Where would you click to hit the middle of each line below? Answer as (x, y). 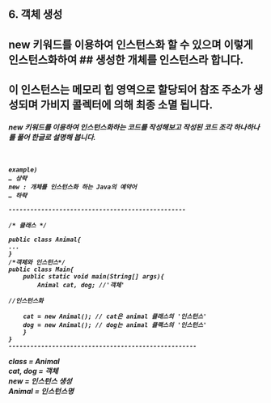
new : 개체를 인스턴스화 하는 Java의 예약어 (73, 187)
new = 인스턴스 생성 (40, 381)
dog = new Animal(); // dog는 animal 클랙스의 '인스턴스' (115, 325)
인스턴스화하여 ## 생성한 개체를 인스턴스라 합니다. (126, 59)
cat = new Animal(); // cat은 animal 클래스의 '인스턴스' (115, 316)
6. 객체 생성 (36, 15)
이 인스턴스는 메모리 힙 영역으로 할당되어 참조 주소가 (130, 90)
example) (23, 170)
